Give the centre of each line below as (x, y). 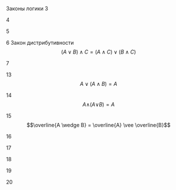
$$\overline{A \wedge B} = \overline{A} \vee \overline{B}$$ (99, 125)
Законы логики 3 (27, 9)
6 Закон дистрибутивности (40, 43)
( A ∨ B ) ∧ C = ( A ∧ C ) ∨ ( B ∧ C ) (99, 52)
